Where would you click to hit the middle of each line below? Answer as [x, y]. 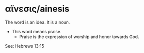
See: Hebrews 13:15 [25, 46]
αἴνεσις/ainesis [37, 9]
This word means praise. [37, 31]
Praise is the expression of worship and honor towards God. [79, 37]
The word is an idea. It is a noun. [38, 22]
